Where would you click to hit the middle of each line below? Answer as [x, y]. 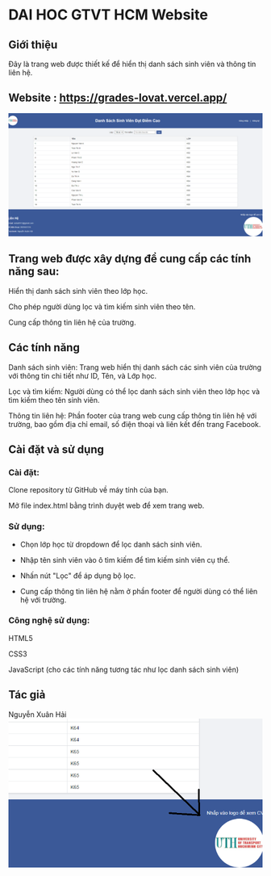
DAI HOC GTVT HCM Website [108, 15]
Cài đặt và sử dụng [56, 449]
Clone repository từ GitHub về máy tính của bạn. [89, 490]
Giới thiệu [33, 45]
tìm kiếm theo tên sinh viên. [54, 400]
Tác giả [27, 695]
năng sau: [34, 272]
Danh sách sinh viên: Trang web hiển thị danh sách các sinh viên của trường [135, 367]
